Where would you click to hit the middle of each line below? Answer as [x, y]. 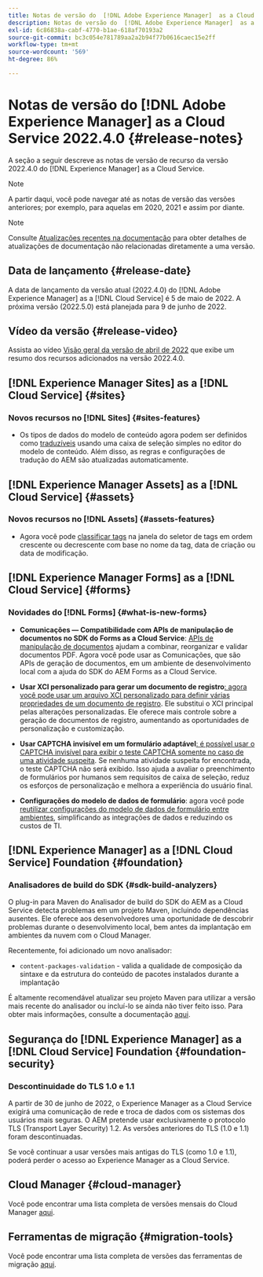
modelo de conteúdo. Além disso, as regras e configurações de [122, 452]
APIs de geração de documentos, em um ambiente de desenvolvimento [135, 663]
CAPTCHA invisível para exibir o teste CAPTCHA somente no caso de [131, 752]
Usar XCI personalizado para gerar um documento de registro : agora [133, 686]
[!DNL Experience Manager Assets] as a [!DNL [123, 484]
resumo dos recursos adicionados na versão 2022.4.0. [97, 358]
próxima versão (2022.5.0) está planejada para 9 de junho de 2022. [117, 306]
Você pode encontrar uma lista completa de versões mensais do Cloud [123, 1204]
